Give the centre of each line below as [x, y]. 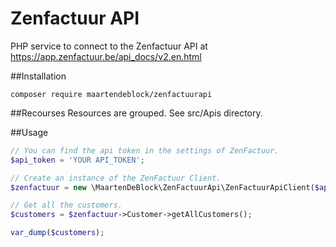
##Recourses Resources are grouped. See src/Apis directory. [136, 113]
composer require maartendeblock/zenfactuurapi [111, 94]
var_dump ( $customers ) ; [57, 233]
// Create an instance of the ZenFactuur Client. [116, 178]
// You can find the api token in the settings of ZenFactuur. [145, 150]
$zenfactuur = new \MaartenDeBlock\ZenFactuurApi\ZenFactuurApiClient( [162, 187]
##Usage [29, 132]
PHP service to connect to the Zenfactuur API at [109, 46]
